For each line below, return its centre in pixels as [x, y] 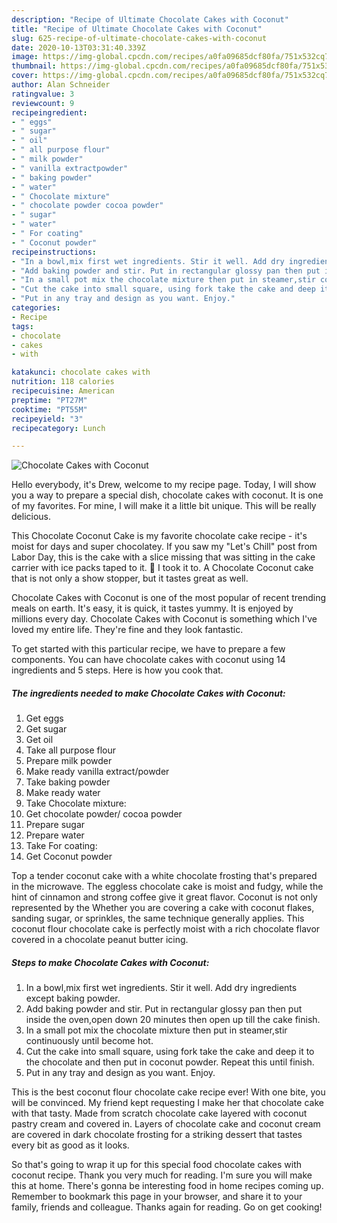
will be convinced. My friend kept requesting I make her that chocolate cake [167, 1103]
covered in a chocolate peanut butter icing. [100, 940]
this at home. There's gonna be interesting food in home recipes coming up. [167, 1186]
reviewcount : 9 [43, 103]
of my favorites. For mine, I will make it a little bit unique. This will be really [164, 506]
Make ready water [63, 793]
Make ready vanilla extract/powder [97, 772]
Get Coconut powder [69, 857]
